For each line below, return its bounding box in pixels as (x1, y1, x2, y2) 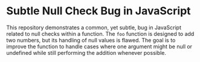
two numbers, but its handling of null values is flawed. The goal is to (6, 36, 176, 44)
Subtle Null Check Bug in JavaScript (6, 4, 192, 18)
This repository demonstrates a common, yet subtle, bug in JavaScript (6, 24, 181, 31)
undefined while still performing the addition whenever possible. (6, 49, 167, 56)
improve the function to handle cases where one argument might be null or (6, 43, 192, 50)
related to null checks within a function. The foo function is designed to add (6, 30, 195, 37)
